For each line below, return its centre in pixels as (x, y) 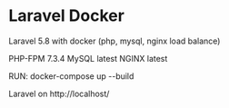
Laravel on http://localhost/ (59, 93)
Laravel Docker (66, 16)
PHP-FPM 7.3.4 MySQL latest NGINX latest (88, 58)
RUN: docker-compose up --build (71, 76)
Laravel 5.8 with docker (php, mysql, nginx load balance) (114, 41)
